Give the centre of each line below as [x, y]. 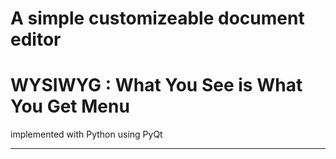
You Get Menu [70, 106]
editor [36, 39]
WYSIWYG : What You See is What [156, 85]
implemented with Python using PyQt [86, 134]
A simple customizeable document [157, 18]
